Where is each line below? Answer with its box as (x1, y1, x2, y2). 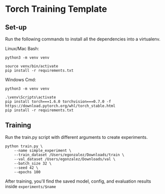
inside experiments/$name (5, 183, 56, 189)
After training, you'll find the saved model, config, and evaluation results (5, 178, 151, 184)
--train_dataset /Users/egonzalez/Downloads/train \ (14, 152, 125, 157)
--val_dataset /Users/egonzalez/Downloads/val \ (14, 157, 116, 162)
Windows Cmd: (5, 77, 36, 82)
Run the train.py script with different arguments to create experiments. (5, 134, 148, 140)
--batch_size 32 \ (14, 161, 52, 166)
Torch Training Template (5, 3, 107, 15)
